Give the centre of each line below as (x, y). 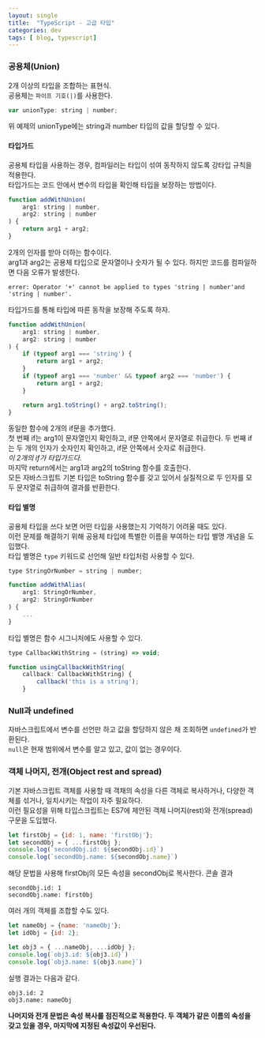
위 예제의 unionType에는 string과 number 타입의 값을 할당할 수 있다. (114, 126)
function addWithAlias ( (47, 585)
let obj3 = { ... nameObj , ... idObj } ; (72, 947)
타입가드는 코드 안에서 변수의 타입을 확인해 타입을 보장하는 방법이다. (112, 184)
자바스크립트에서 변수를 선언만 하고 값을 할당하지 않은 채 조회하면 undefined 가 (128, 730)
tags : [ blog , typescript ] (52, 38)
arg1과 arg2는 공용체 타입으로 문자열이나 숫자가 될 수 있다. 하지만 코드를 (119, 262)
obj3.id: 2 (26, 993)
